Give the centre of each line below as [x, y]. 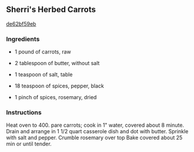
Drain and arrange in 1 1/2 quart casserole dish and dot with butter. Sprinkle [97, 131]
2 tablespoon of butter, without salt [57, 63]
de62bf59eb [21, 23]
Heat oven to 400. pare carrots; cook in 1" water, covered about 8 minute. [95, 125]
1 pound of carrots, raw [43, 52]
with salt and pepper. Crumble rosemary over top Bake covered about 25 [94, 138]
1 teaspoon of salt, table [44, 75]
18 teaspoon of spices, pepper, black [59, 86]
